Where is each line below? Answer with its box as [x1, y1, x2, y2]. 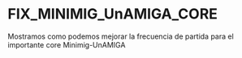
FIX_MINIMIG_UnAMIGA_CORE [7, 5, 218, 23]
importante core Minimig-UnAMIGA [7, 39, 126, 49]
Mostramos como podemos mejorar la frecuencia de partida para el [7, 31, 235, 41]
